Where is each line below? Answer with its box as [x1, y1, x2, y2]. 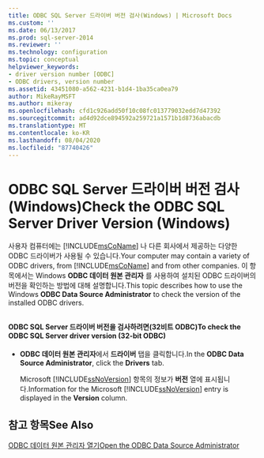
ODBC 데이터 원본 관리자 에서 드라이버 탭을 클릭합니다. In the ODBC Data [19, 349, 244, 359]
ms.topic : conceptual [8, 56, 80, 64]
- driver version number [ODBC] [8, 70, 115, 78]
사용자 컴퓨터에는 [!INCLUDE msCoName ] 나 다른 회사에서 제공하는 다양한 [8, 242, 238, 251]
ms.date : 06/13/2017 [8, 26, 77, 34]
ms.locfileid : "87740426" [8, 144, 93, 152]
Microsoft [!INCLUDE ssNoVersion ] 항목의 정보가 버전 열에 [19, 374, 203, 384]
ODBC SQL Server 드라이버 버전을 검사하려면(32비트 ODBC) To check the [8, 321, 241, 332]
